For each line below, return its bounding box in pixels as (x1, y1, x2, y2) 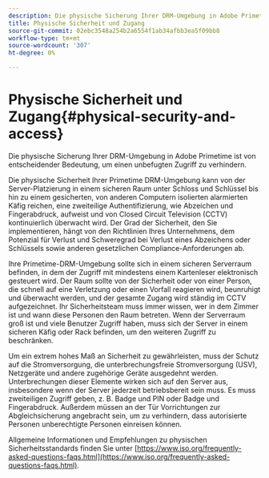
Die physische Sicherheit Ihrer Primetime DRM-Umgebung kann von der (8, 175, 246, 184)
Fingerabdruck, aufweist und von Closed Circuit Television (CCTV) (8, 209, 228, 219)
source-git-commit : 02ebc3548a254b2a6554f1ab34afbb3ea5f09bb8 (8, 26, 220, 34)
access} (8, 125, 64, 143)
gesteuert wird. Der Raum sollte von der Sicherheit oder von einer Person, (8, 276, 252, 286)
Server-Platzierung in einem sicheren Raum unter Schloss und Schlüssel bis (8, 184, 259, 193)
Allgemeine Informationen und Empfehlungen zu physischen (8, 435, 207, 444)
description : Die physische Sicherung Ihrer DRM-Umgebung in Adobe (8, 11, 239, 20)
